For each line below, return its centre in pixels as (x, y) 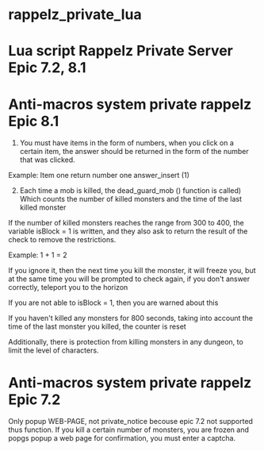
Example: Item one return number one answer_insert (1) (99, 175)
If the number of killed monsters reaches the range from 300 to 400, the (126, 223)
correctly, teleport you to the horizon (68, 287)
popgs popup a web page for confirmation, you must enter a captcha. (122, 438)
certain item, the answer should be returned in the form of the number (134, 152)
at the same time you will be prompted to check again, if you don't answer (129, 279)
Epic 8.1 (34, 121)
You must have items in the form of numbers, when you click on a (126, 143)
